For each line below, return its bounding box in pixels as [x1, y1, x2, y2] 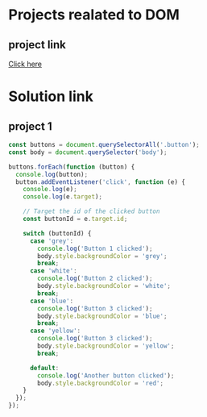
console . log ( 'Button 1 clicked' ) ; [37, 244, 153, 252]
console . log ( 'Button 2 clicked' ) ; [37, 274, 153, 283]
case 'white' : [29, 267, 78, 275]
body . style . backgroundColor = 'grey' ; [37, 252, 168, 260]
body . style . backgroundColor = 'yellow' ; [37, 342, 175, 350]
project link [8, 38, 67, 52]
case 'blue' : [29, 297, 74, 305]
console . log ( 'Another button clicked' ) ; [37, 371, 175, 380]
